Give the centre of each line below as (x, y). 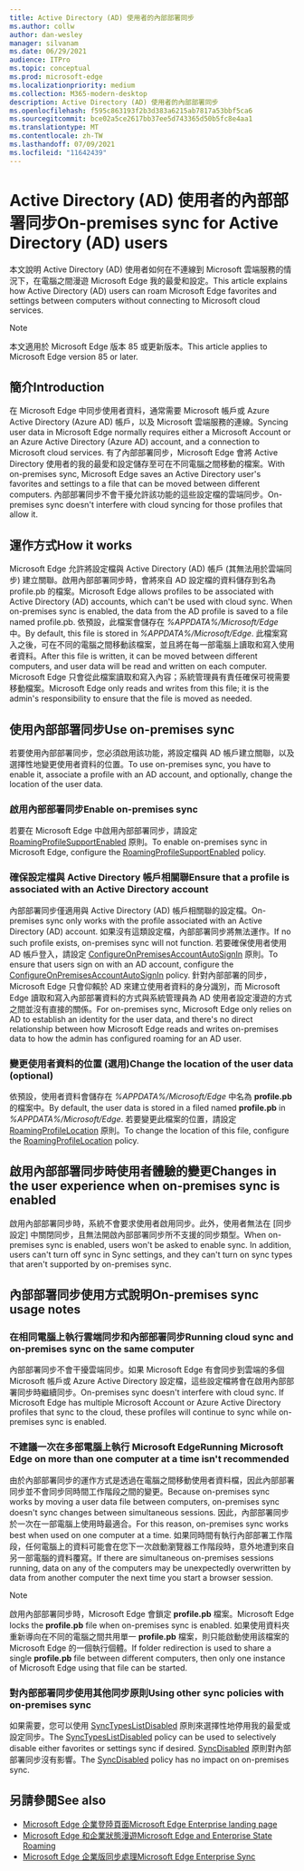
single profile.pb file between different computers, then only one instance (147, 1658)
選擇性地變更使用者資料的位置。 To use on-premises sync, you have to (140, 764)
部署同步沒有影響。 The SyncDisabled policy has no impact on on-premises (149, 1759)
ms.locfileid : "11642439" (58, 152)
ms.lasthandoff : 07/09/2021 (62, 144)
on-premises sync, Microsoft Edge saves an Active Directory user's (135, 474)
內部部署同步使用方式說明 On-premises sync (134, 1295)
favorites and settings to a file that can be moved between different (135, 484)
